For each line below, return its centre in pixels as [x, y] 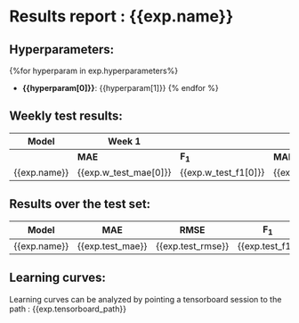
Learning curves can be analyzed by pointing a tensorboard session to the [145, 299]
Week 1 [125, 141]
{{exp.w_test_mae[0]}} [124, 173]
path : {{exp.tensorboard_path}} [68, 309]
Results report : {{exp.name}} [121, 17]
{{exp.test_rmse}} [192, 246]
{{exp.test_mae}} [112, 246]
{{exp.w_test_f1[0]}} [222, 173]
